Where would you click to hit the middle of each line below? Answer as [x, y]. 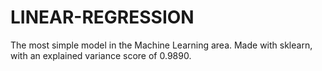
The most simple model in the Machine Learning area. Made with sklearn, [161, 45]
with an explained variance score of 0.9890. [101, 55]
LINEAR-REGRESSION [102, 17]
